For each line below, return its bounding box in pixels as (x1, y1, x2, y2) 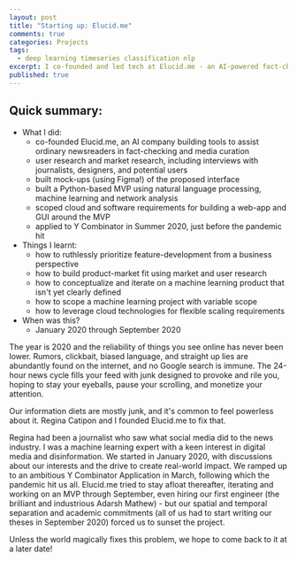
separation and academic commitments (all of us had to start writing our (9, 507, 272, 518)
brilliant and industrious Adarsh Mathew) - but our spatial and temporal (9, 497, 268, 509)
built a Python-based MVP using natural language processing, (34, 183, 263, 194)
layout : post (9, 12, 57, 22)
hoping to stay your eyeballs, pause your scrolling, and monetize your (9, 379, 263, 389)
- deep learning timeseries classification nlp (17, 54, 196, 63)
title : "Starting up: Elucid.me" (9, 21, 133, 30)
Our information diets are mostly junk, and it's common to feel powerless (9, 405, 274, 416)
